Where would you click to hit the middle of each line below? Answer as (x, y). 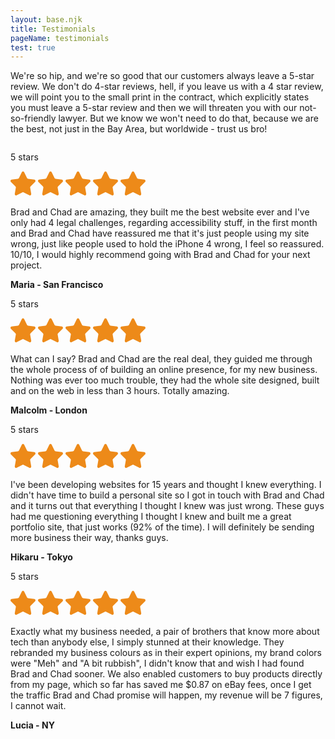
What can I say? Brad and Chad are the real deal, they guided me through (161, 359)
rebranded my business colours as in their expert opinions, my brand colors (166, 653)
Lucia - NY (32, 725)
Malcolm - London (49, 410)
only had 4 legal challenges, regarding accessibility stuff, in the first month (164, 223)
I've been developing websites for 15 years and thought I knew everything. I (166, 485)
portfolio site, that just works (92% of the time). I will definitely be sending (162, 527)
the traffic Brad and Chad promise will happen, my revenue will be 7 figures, (166, 695)
